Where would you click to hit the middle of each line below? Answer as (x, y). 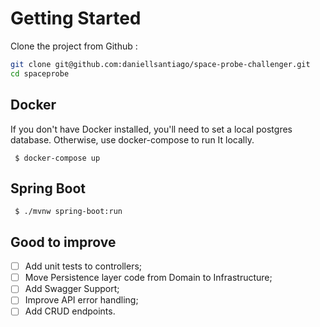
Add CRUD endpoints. (70, 311)
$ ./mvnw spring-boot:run (68, 212)
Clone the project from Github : (74, 46)
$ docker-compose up (57, 158)
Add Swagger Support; (72, 289)
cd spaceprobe (40, 73)
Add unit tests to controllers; (83, 266)
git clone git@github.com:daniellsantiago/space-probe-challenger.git (160, 64)
